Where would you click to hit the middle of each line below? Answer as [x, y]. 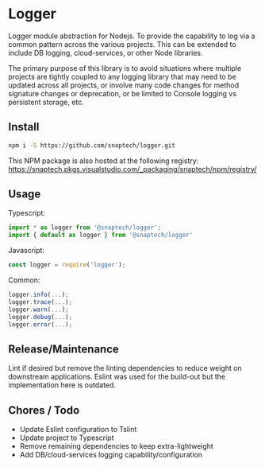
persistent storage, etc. [46, 102]
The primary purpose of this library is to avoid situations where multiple [125, 68]
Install [24, 127]
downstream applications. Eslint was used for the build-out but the [117, 377]
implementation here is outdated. [62, 385]
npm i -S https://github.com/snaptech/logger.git [92, 145]
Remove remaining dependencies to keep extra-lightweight [117, 446]
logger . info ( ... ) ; [38, 295]
